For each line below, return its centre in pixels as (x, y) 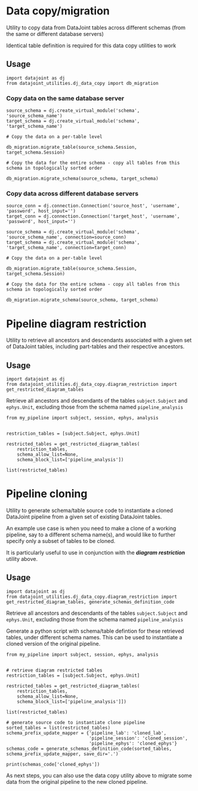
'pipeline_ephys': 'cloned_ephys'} (133, 743)
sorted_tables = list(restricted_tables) (58, 728)
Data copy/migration (58, 11)
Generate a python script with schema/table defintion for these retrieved (95, 631)
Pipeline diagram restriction (76, 324)
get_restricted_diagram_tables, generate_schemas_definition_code (90, 602)
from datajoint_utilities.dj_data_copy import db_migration (83, 83)
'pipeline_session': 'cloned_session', (138, 738)
